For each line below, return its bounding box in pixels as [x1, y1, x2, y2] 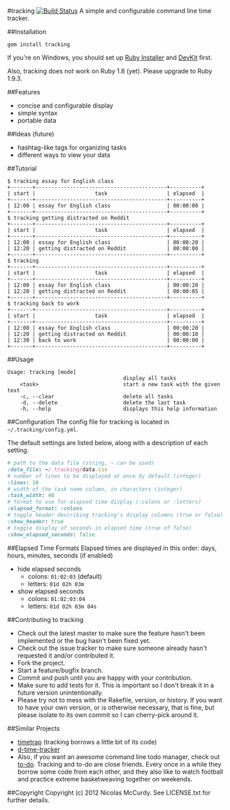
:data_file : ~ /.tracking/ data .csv [7, 465, 108, 473]
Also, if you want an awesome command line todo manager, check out [17, 752, 220, 761]
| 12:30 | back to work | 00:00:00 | [7, 337, 205, 344]
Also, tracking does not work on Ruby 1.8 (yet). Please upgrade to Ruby [7, 67, 213, 75]
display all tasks [122, 375, 177, 382]
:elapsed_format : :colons [7, 505, 82, 512]
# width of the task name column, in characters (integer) [7, 486, 183, 493]
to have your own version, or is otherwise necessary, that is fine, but [17, 703, 215, 711]
